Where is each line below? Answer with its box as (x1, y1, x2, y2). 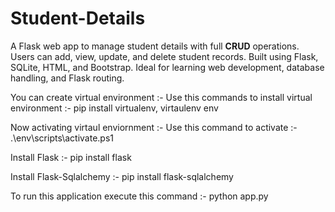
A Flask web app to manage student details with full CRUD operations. (10, 40, 300, 52)
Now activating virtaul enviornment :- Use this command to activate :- (10, 121, 298, 133)
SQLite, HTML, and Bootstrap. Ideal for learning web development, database (10, 61, 325, 73)
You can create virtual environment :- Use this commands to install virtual (10, 91, 313, 103)
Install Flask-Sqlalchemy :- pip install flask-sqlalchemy (10, 170, 234, 182)
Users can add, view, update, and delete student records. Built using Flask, (10, 50, 319, 62)
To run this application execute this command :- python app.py (10, 190, 269, 202)
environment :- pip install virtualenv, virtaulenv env (10, 102, 219, 114)
